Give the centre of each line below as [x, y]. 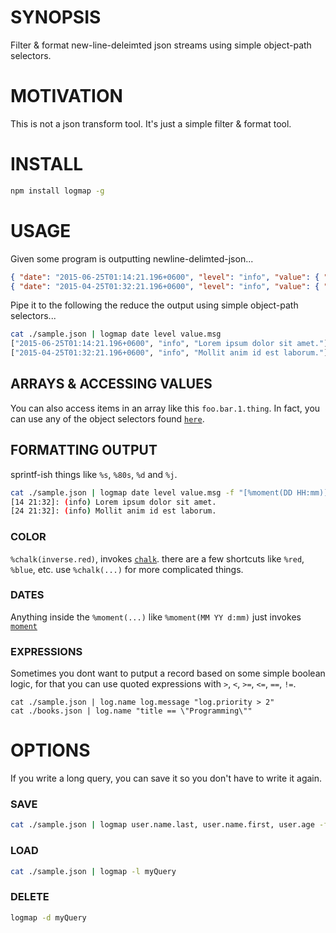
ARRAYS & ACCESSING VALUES [111, 384]
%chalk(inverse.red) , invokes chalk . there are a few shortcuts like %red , [157, 558]
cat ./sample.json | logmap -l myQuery [93, 871]
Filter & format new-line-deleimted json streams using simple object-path [161, 45]
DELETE [30, 897]
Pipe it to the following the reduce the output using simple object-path [154, 305]
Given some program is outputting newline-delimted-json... [132, 258]
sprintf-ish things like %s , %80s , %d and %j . [94, 474]
